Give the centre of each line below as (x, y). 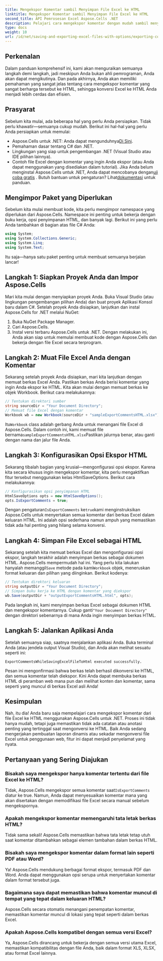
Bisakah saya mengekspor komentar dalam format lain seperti (80, 853)
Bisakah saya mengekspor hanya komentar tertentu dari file (77, 773)
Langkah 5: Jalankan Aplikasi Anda (59, 631)
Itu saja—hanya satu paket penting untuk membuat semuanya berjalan (75, 257)
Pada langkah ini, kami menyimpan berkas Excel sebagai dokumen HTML (78, 605)
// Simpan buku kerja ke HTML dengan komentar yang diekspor (68, 591)
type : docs (16, 28)
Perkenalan (23, 57)
